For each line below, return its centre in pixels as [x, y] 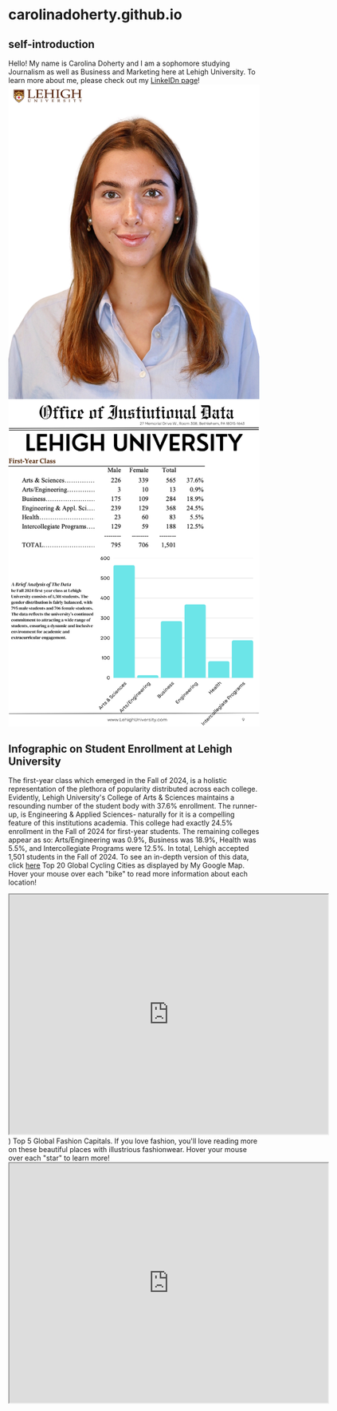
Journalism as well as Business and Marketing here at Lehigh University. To [132, 72]
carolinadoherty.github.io [95, 15]
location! [23, 882]
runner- [245, 806]
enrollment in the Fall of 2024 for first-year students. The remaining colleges [134, 832]
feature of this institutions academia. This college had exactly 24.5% [121, 823]
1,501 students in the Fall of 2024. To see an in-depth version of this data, [129, 857]
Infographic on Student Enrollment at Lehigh [120, 749]
